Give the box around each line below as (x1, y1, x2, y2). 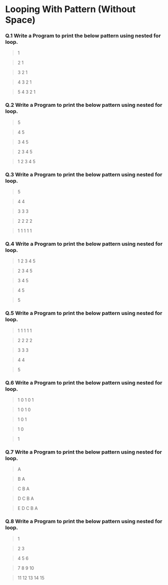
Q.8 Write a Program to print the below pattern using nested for (5, 518, 162, 525)
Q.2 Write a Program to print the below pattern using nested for (5, 102, 162, 109)
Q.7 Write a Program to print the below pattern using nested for (5, 448, 162, 456)
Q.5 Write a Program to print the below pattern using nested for (5, 310, 162, 317)
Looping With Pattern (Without (5, 4, 136, 15)
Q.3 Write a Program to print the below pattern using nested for (5, 171, 162, 178)
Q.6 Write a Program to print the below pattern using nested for (5, 379, 162, 386)
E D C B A (17, 505, 38, 511)
